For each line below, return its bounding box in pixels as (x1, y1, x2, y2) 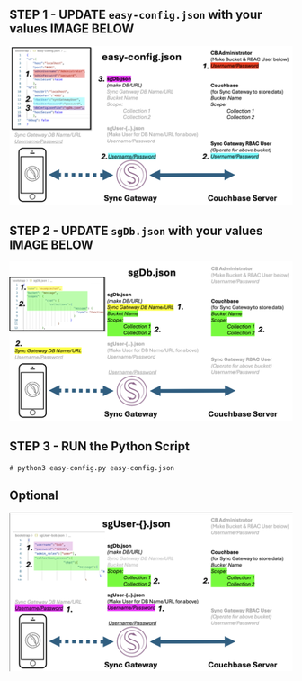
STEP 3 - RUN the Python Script (9, 439, 191, 454)
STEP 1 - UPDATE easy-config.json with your (9, 7, 262, 23)
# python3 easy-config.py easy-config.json (9, 463, 175, 472)
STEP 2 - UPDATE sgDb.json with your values (9, 222, 263, 238)
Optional (9, 488, 58, 504)
